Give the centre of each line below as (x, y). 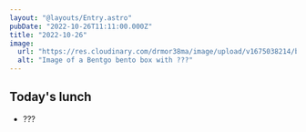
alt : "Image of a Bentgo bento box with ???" (106, 60)
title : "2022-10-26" (49, 35)
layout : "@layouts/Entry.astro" (71, 18)
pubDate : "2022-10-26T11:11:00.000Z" (81, 26)
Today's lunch (51, 97)
